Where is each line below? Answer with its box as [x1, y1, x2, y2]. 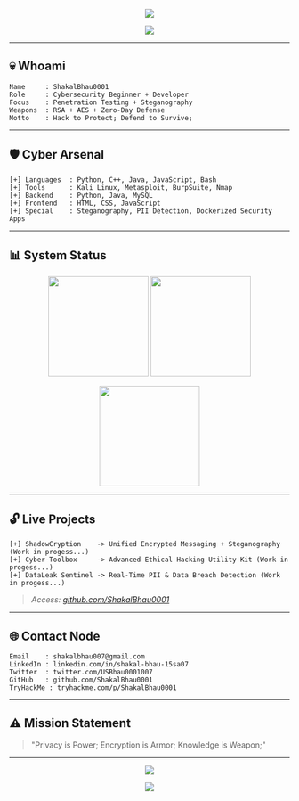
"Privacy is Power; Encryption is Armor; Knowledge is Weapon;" [30, 740, 266, 750]
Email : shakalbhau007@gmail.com [9, 652, 145, 661]
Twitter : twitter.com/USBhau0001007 [9, 668, 153, 677]
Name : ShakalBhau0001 [9, 82, 109, 91]
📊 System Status [9, 248, 107, 263]
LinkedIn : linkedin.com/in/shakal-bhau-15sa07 [9, 660, 190, 669]
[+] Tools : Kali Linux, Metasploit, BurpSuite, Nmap [9, 183, 233, 192]
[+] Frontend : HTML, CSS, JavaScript [9, 199, 162, 208]
